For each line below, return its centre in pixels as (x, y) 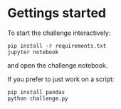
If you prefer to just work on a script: (61, 79)
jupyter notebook (33, 52)
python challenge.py (38, 98)
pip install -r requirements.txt (57, 46)
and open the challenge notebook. (58, 65)
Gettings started (57, 13)
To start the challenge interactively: (59, 33)
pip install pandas (36, 92)
